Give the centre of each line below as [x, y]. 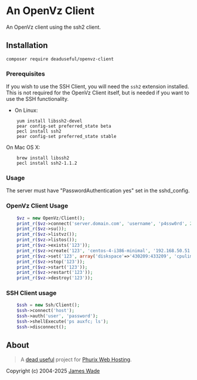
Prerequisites [26, 73]
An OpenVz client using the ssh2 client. [54, 27]
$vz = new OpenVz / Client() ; [51, 218]
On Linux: [26, 110]
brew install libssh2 [43, 158]
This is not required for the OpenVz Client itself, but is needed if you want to [98, 93]
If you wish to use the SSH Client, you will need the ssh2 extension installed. [98, 87]
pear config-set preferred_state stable [67, 137]
